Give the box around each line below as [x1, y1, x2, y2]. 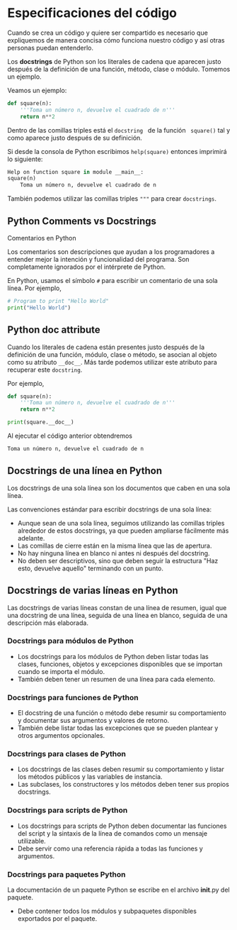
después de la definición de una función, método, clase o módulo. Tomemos [7, 65, 231, 73]
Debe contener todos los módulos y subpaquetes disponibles [17, 907, 197, 916]
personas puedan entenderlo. [7, 43, 94, 52]
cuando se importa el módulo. [17, 667, 105, 675]
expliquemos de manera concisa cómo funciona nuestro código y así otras [7, 35, 225, 44]
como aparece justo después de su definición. [7, 133, 143, 142]
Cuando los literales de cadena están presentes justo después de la [7, 343, 205, 351]
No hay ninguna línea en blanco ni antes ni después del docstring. [17, 548, 210, 558]
